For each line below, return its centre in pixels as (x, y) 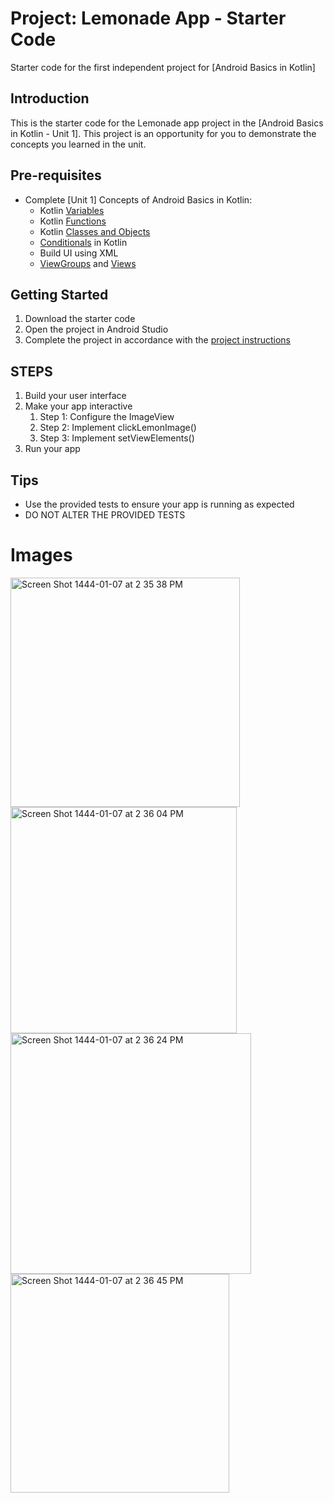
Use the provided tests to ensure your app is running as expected (159, 504)
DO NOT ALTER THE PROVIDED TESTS (105, 515)
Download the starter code (80, 319)
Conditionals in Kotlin (83, 242)
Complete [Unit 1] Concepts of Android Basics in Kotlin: (138, 199)
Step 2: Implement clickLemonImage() (118, 428)
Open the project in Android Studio (96, 329)
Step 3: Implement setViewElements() (117, 438)
